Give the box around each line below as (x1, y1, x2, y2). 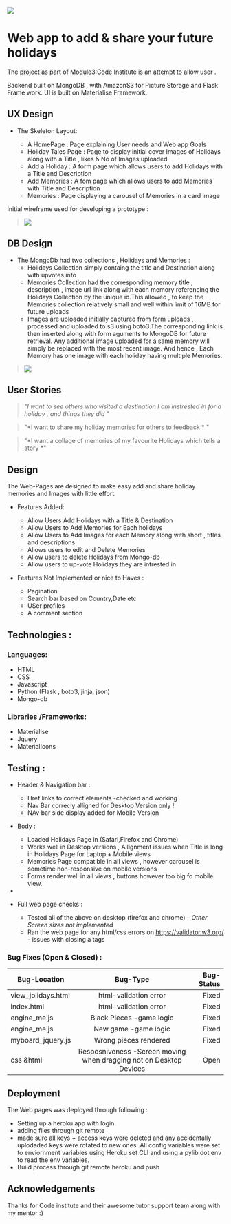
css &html (10, 1056, 43, 1065)
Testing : (7, 762, 46, 774)
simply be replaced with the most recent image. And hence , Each (27, 344, 214, 352)
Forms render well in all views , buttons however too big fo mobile (27, 871, 214, 880)
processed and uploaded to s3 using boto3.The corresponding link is (27, 322, 223, 330)
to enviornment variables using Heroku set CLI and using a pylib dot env (16, 1149, 222, 1157)
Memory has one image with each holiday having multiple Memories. (27, 351, 223, 359)
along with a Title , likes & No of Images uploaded (27, 155, 168, 163)
